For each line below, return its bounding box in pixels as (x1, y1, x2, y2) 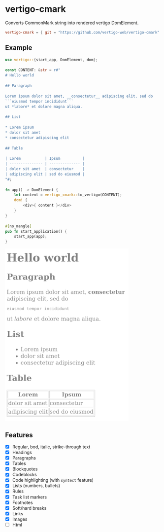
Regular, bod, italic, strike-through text (12, 444, 91, 450)
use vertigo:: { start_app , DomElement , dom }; (5, 57, 98, 62)
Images (12, 516, 28, 522)
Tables (12, 461, 26, 466)
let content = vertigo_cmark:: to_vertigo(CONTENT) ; (14, 192, 122, 198)
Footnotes (12, 499, 33, 505)
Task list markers (12, 494, 47, 500)
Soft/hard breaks (12, 505, 47, 511)
